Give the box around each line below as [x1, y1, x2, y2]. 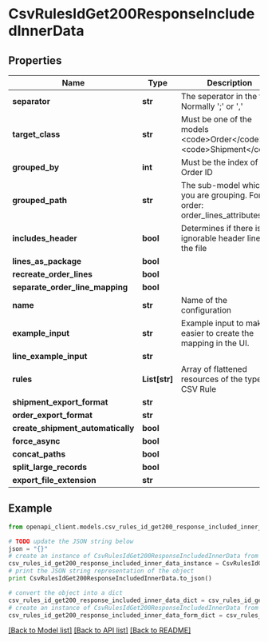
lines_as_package [12, 256, 82, 266]
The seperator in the [180, 91, 258, 102]
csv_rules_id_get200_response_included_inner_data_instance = [8, 560, 219, 568]
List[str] [142, 373, 174, 385]
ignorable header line [180, 233, 261, 244]
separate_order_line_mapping [12, 281, 128, 293]
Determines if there [180, 223, 254, 233]
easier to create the [180, 328, 254, 338]
